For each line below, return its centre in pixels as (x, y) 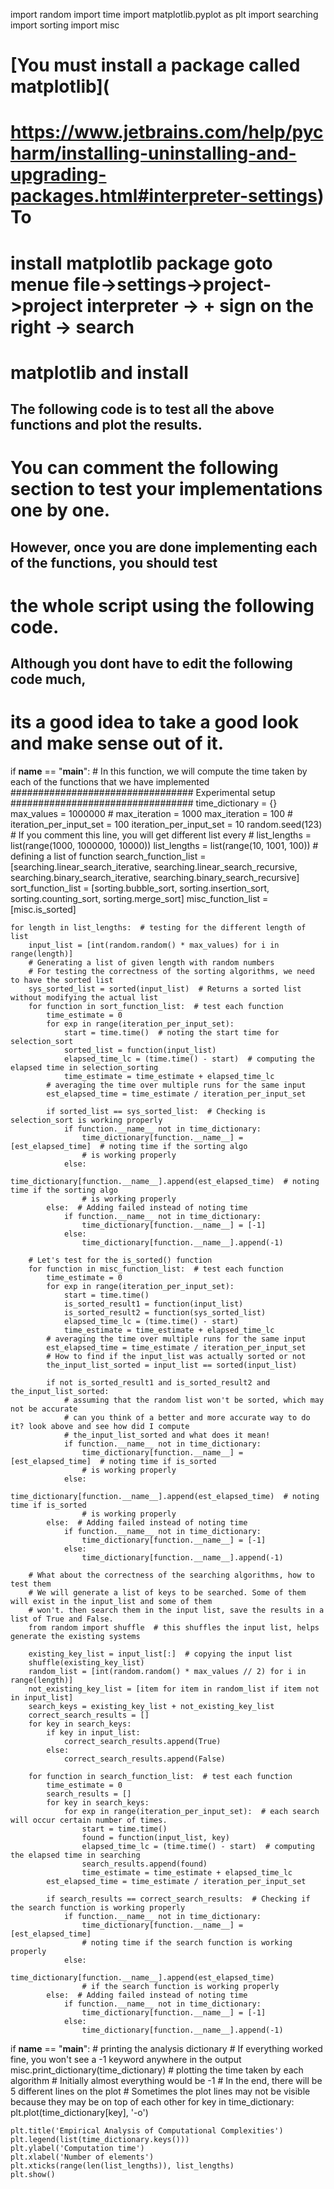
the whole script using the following (162, 605)
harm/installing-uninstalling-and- (153, 153)
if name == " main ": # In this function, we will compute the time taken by (159, 771)
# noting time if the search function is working (187, 1943)
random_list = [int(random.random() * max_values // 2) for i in (167, 1672)
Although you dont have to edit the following (151, 664)
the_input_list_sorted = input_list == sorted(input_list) (172, 1365)
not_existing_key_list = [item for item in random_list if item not (174, 1689)
